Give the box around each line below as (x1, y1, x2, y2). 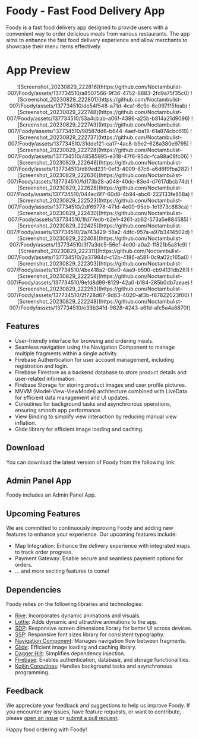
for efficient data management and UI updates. (14, 394, 129, 401)
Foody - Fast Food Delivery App (6, 4, 165, 18)
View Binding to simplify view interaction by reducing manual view (14, 413, 177, 420)
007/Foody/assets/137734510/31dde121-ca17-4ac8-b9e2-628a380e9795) (8, 140, 189, 147)
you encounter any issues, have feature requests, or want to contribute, (6, 708, 182, 715)
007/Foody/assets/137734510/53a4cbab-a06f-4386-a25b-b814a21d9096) (7, 115, 190, 122)
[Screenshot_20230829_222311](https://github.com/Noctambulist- (18, 247, 182, 254)
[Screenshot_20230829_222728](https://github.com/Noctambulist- (17, 146, 182, 153)
